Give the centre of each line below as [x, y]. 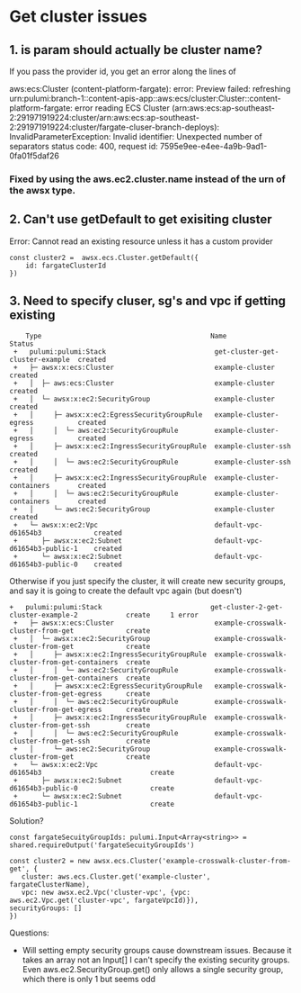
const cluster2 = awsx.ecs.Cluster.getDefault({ [104, 257]
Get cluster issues [79, 17]
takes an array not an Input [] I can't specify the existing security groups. [156, 960]
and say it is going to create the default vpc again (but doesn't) [126, 591]
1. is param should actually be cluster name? [136, 50]
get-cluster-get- [247, 352]
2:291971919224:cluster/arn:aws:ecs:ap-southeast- [105, 117]
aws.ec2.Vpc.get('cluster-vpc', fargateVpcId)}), [104, 900]
